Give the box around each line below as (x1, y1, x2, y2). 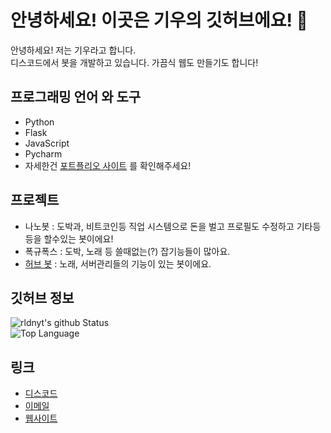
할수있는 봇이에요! (43, 232, 114, 245)
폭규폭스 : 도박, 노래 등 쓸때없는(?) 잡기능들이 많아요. (24, 245, 231, 257)
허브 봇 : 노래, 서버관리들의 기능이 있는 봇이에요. (24, 257, 212, 270)
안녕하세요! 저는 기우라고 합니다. (10, 44, 137, 56)
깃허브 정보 (10, 289, 75, 306)
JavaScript (24, 137, 70, 149)
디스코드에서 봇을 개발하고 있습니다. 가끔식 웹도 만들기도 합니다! (10, 56, 259, 68)
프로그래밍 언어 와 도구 (10, 89, 142, 106)
